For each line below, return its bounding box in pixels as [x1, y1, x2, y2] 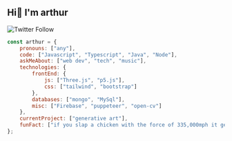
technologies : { [19, 64, 67, 71]
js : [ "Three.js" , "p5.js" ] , [43, 77, 126, 84]
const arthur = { [7, 39, 57, 45]
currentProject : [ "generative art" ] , [19, 115, 128, 122]
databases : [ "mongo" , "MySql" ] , [32, 96, 126, 103]
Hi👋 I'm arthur [7, 7, 68, 19]
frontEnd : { [32, 70, 67, 78]
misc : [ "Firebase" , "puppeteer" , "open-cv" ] [32, 102, 162, 109]
